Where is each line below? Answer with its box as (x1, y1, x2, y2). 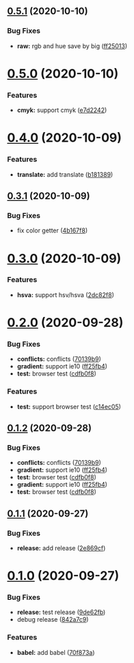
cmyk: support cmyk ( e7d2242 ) (16, 106, 107, 114)
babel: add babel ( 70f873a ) (16, 648, 95, 656)
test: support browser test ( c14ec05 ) (16, 402, 122, 411)
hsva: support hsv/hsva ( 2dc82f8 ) (16, 290, 114, 298)
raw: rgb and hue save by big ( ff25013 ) (16, 41, 128, 50)
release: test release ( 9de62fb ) (16, 608, 106, 616)
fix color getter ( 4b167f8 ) (16, 226, 88, 235)
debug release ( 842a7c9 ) (16, 616, 89, 624)
